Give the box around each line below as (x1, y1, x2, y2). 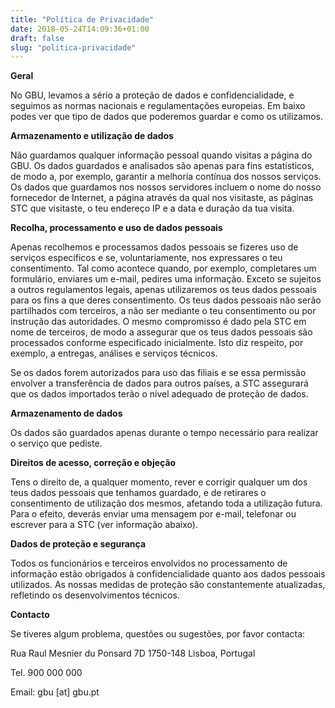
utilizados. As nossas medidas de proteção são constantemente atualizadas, (10, 579, 326, 591)
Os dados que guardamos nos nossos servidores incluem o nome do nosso (10, 181, 322, 193)
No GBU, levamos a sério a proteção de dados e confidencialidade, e (10, 89, 295, 101)
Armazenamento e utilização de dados (10, 130, 174, 142)
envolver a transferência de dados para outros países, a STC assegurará (10, 377, 309, 390)
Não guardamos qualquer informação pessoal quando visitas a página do (10, 149, 313, 161)
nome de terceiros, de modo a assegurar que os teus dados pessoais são (10, 326, 313, 338)
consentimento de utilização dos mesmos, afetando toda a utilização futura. (10, 497, 323, 510)
